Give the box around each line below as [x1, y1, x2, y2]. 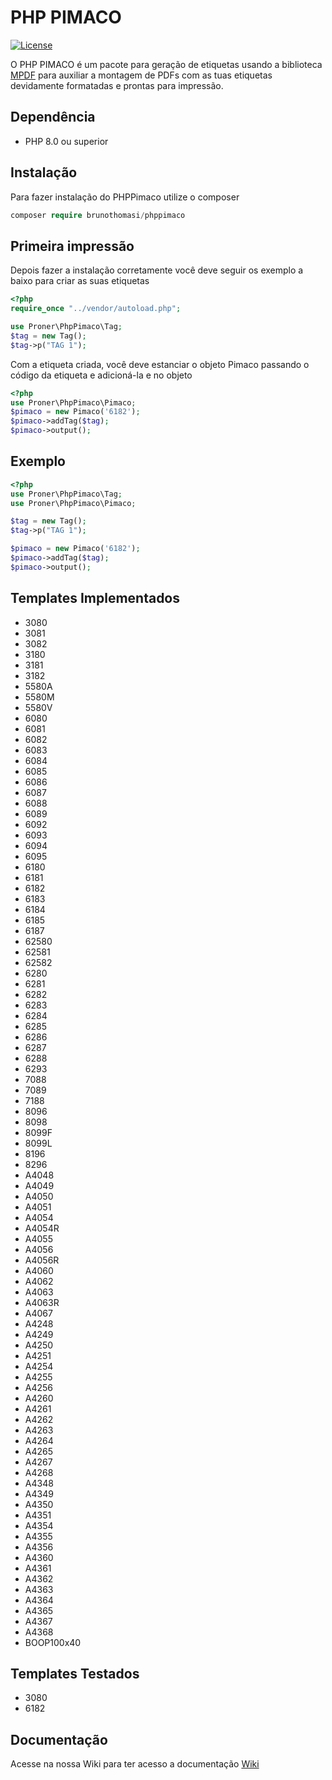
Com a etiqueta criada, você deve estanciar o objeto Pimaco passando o [10, 358, 310, 370]
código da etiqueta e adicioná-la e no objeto [10, 369, 193, 381]
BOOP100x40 [24, 1636, 82, 1648]
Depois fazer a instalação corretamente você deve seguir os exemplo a [10, 264, 304, 276]
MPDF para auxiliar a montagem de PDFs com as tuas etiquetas [10, 69, 273, 81]
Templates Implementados [10, 590, 181, 607]
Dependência [10, 109, 96, 126]
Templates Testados [10, 1666, 140, 1683]
